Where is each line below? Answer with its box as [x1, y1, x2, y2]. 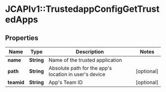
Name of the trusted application [48, 57, 123, 63]
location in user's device [48, 71, 105, 78]
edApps [5, 14, 39, 25]
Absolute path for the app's [48, 65, 112, 71]
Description [76, 48, 104, 55]
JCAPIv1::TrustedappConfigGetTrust [5, 3, 160, 15]
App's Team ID [48, 79, 83, 86]
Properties [5, 34, 39, 42]
